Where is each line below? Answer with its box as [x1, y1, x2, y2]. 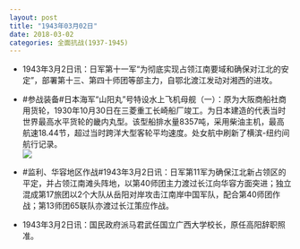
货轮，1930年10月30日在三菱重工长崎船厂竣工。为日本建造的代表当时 [30, 105, 287, 116]
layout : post [9, 13, 58, 22]
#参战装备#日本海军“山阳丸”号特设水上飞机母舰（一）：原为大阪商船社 [21, 94, 279, 105]
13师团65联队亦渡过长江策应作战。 [46, 201, 175, 211]
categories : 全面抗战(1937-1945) [9, 38, 129, 47]
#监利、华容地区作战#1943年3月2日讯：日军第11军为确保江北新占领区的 [21, 167, 287, 177]
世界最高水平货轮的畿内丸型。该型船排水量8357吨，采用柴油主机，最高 [21, 116, 285, 127]
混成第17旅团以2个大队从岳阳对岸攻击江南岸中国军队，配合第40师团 [21, 189, 273, 200]
